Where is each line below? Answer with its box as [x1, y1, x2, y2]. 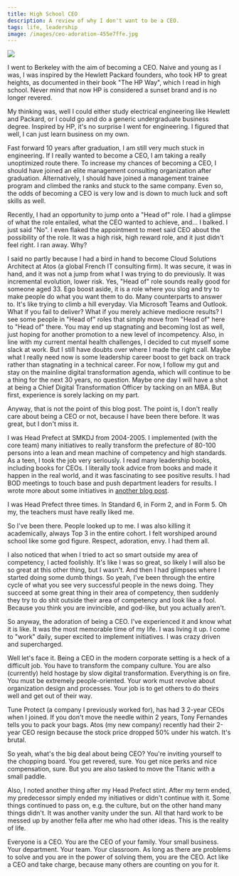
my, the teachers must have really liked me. [7, 508, 135, 516]
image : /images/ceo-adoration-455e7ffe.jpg [7, 30, 139, 38]
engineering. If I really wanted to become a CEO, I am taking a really [7, 151, 206, 160]
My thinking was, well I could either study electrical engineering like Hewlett [7, 108, 230, 116]
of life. [7, 824, 26, 833]
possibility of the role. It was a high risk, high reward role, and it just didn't [7, 233, 224, 242]
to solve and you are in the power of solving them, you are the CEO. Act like [7, 852, 229, 862]
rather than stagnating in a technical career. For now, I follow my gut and [7, 360, 219, 369]
